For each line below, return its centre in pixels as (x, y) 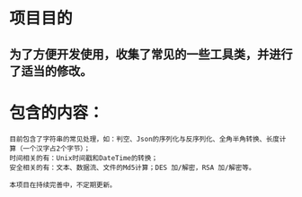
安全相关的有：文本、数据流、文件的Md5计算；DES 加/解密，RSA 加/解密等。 (133, 167)
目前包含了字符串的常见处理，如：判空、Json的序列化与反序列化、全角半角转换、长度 (145, 139)
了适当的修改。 (51, 71)
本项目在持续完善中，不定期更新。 (63, 184)
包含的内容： (57, 112)
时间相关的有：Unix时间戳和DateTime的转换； (84, 158)
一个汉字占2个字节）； (56, 149)
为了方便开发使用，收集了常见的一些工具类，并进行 (151, 54)
